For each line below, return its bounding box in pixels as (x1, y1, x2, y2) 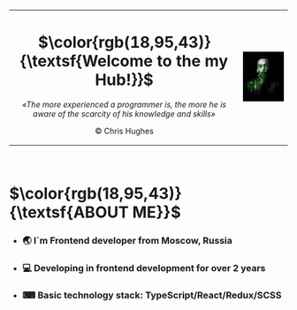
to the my (156, 50, 228, 71)
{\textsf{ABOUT (9, 202, 130, 223)
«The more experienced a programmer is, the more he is (21, 99, 227, 110)
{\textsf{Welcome (20, 50, 153, 71)
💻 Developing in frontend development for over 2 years (21, 262, 266, 275)
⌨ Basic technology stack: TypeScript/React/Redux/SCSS (21, 289, 282, 301)
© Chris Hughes (94, 125, 155, 136)
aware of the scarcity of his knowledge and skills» (32, 108, 217, 119)
